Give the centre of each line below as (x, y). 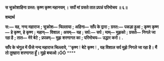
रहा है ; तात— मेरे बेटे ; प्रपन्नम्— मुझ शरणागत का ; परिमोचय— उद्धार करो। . (64, 38)
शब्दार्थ (10, 17)
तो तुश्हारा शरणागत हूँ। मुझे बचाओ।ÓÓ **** (40, 53)
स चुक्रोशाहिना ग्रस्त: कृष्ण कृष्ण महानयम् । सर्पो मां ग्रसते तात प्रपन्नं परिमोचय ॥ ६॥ (66, 8)
